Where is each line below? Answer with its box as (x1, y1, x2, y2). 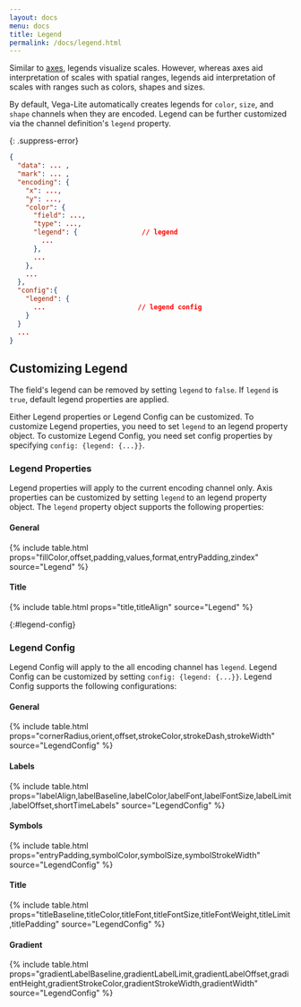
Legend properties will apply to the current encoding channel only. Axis (9, 483, 273, 494)
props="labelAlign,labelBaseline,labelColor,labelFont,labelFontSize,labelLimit (9, 790, 292, 801)
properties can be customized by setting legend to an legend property (9, 492, 267, 503)
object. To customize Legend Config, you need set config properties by (9, 431, 273, 442)
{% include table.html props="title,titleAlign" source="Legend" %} (9, 601, 254, 612)
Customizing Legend (9, 360, 128, 376)
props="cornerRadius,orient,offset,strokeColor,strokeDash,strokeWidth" (9, 731, 276, 742)
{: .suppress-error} (9, 135, 79, 146)
